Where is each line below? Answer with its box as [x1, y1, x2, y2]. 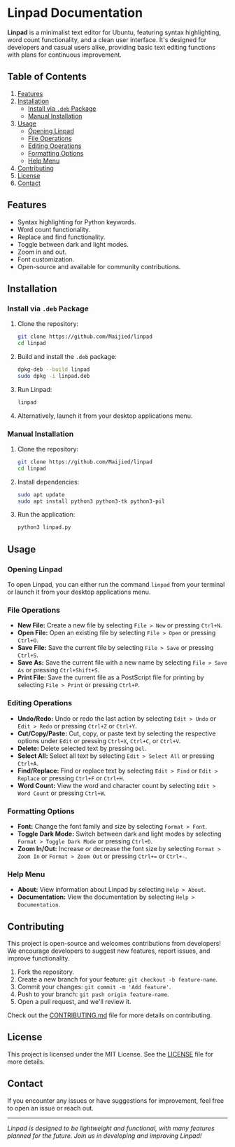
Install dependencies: [17, 477, 80, 486]
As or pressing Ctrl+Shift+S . [17, 666, 100, 674]
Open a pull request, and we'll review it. [17, 997, 131, 1005]
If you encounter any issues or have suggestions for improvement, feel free [7, 1096, 225, 1105]
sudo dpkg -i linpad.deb [17, 372, 90, 379]
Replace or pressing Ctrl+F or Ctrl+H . [17, 773, 124, 782]
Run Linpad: [17, 385, 52, 393]
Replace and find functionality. [17, 233, 106, 241]
